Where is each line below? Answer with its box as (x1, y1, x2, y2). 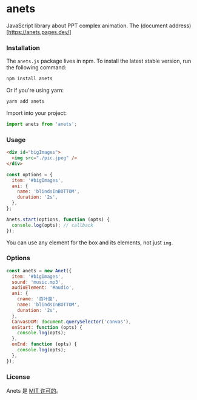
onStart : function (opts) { (12, 324, 83, 330)
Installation (6, 43, 41, 52)
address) (169, 22, 192, 29)
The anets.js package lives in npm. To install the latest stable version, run (6, 57, 192, 65)
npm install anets (6, 75, 53, 82)
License (6, 373, 30, 381)
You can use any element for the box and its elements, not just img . (6, 239, 173, 246)
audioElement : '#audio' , (12, 284, 75, 291)
